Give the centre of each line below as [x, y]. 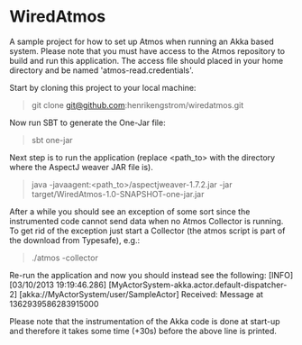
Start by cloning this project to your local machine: [103, 87]
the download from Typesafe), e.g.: [75, 240]
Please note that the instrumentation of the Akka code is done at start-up [145, 321]
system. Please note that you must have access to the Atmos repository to [147, 50]
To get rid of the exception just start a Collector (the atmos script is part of [147, 231]
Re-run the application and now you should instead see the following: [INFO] [151, 275]
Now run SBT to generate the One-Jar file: [87, 123]
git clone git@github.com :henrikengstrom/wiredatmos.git [137, 104]
